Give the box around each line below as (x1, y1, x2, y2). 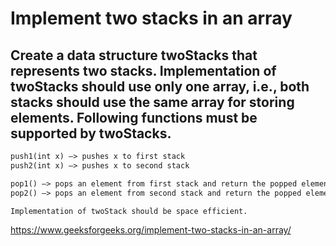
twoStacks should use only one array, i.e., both (10, 78, 310, 95)
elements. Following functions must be (10, 109, 258, 126)
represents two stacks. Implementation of (10, 62, 277, 79)
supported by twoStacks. (10, 125, 172, 142)
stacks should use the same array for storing (10, 93, 295, 111)
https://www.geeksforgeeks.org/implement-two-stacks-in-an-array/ (10, 224, 292, 236)
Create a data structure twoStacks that (10, 47, 258, 64)
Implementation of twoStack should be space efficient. (10, 206, 248, 216)
